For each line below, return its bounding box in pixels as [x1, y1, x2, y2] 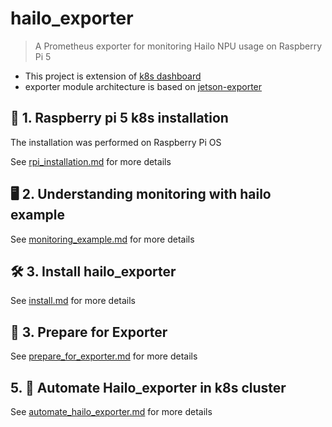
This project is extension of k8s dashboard [24, 70, 202, 82]
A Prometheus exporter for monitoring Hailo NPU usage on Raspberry [34, 40, 323, 52]
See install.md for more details [10, 295, 136, 307]
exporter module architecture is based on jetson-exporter [24, 80, 263, 92]
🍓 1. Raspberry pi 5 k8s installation [10, 110, 229, 127]
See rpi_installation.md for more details [10, 155, 172, 167]
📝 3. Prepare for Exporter [10, 323, 168, 341]
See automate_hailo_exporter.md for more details [10, 406, 213, 417]
